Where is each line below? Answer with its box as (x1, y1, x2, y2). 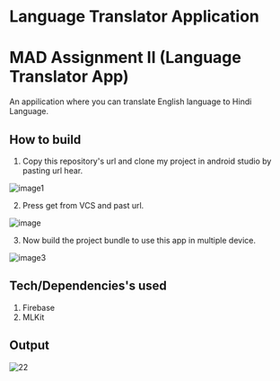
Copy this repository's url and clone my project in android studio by (22, 155, 272, 166)
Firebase (22, 302, 56, 313)
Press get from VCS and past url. (22, 199, 144, 210)
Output (9, 338, 49, 353)
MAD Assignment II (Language (9, 48, 242, 68)
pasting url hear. (22, 164, 83, 176)
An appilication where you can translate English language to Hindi (9, 96, 252, 107)
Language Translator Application (9, 6, 260, 27)
